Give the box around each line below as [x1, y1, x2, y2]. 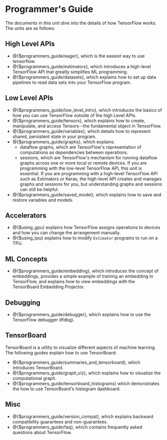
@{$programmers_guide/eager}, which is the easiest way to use [12, 53, 145, 59]
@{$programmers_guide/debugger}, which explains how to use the [12, 312, 151, 317]
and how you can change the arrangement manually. [12, 230, 121, 236]
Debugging [5, 298, 41, 307]
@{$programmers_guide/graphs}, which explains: [12, 138, 115, 145]
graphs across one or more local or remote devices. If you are [19, 160, 147, 166]
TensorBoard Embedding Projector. [12, 284, 85, 290]
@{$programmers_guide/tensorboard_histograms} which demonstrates [12, 380, 160, 386]
